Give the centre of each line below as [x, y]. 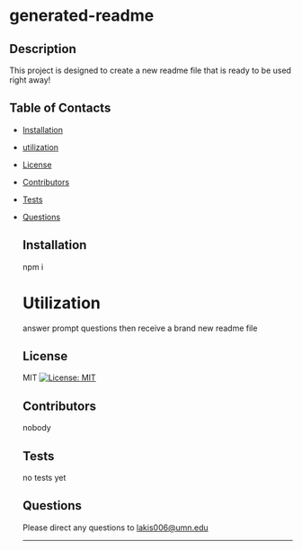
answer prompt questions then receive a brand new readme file [140, 328]
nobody [36, 428]
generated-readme [82, 16]
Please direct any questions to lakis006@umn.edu [115, 528]
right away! [30, 80]
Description [43, 49]
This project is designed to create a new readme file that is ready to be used [151, 70]
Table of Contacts [60, 108]
